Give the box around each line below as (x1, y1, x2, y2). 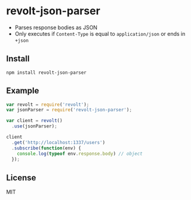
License (6, 173, 36, 183)
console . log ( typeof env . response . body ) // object (17, 151, 143, 157)
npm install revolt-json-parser (6, 70, 87, 76)
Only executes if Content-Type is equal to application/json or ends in (14, 30, 186, 37)
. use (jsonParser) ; (11, 123, 58, 129)
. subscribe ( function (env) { (11, 145, 82, 151)
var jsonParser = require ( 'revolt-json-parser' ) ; (6, 107, 133, 113)
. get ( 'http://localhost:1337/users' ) (11, 139, 106, 145)
